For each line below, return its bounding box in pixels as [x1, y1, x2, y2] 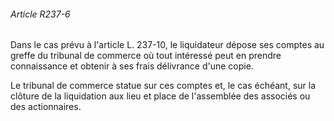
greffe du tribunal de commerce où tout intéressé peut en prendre [10, 50, 282, 62]
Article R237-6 [10, 8, 71, 20]
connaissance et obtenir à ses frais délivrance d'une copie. [10, 60, 254, 72]
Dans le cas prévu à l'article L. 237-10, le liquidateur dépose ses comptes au [10, 39, 325, 51]
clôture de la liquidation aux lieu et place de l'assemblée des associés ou [10, 90, 311, 102]
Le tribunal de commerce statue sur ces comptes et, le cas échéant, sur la [10, 80, 317, 92]
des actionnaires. [10, 101, 82, 113]
